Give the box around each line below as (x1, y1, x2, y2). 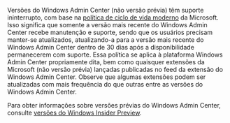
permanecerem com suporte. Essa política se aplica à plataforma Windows (7, 50, 223, 59)
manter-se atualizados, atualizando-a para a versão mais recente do (7, 36, 204, 44)
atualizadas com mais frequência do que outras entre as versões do (7, 80, 203, 88)
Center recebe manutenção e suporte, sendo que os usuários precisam (7, 28, 213, 36)
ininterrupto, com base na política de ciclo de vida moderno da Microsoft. (7, 13, 219, 22)
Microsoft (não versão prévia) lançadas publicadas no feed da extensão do (7, 66, 224, 73)
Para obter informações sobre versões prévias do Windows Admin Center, (7, 101, 222, 109)
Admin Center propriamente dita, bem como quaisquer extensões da (7, 58, 205, 66)
